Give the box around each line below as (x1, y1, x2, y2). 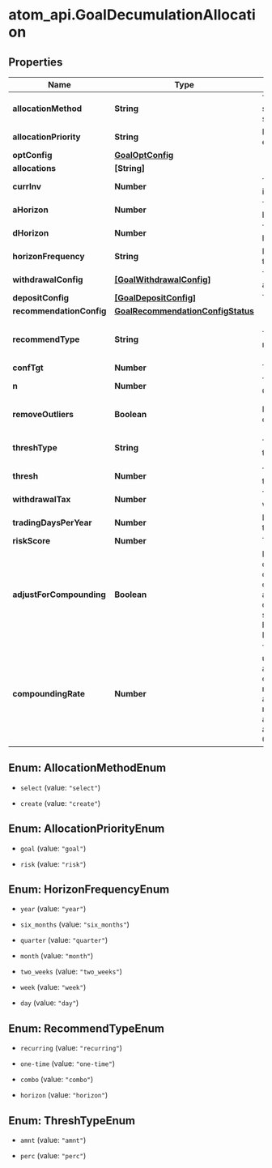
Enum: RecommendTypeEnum (8, 1021, 164, 1035)
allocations (12, 163, 57, 173)
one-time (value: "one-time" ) (19, 1059, 116, 1068)
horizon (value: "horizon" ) (19, 1090, 108, 1100)
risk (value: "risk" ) (19, 859, 87, 868)
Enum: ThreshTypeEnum (8, 1114, 136, 1128)
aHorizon (12, 204, 49, 215)
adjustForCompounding (12, 589, 107, 600)
